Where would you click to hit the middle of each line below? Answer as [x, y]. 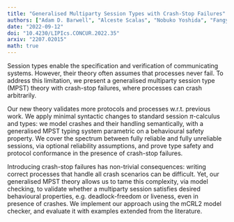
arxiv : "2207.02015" [37, 40]
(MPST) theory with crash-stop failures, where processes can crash [104, 88]
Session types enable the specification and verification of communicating [113, 66]
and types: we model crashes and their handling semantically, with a [106, 124]
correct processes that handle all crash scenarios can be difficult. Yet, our [113, 174]
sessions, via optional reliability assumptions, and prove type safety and [110, 146]
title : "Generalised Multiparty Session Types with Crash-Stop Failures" [117, 14]
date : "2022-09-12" [36, 26]
